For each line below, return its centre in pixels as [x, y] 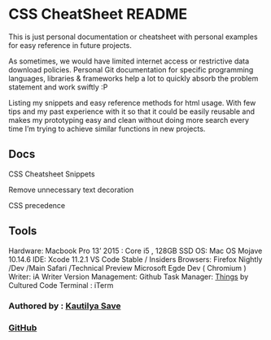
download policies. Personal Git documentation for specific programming [131, 69]
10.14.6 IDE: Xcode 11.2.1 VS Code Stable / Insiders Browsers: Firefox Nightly [135, 259]
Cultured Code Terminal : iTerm [61, 285]
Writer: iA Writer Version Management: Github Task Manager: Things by [129, 277]
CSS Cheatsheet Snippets [52, 174]
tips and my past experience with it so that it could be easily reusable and [131, 111]
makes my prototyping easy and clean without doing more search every [129, 120]
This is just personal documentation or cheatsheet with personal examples [133, 37]
